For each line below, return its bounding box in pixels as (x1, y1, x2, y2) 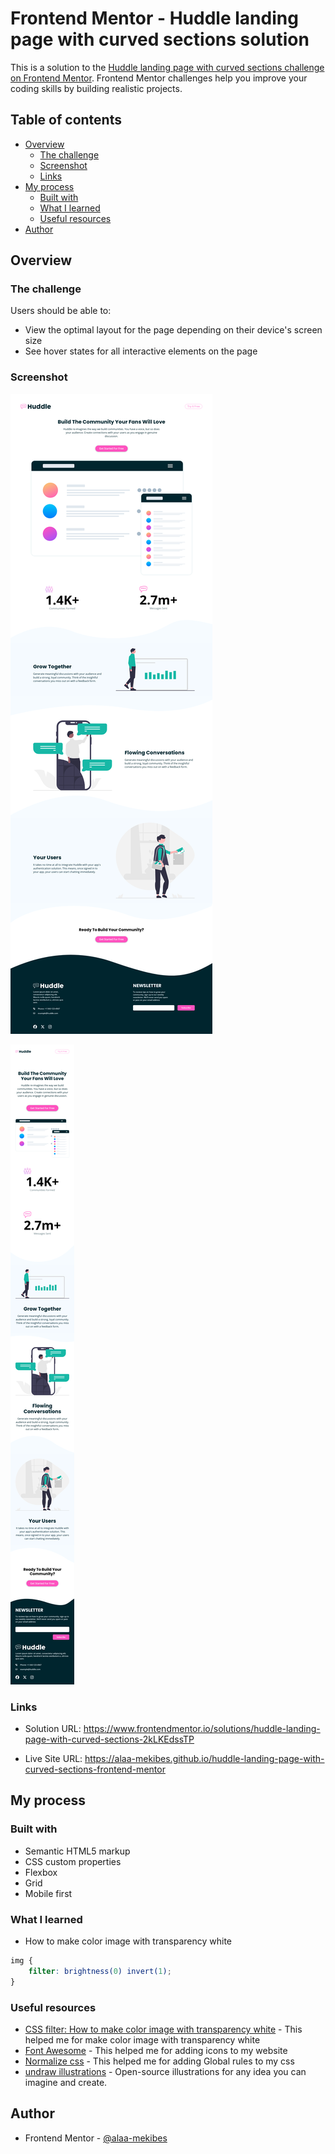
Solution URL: (24, 1723, 82, 1735)
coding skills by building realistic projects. (10, 82, 183, 94)
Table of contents (10, 112, 122, 129)
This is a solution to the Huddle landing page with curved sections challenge (10, 61, 325, 73)
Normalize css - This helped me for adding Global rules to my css (24, 2055, 295, 2067)
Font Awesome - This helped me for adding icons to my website (24, 2044, 288, 2056)
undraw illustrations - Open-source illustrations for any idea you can (24, 2065, 307, 2077)
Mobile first (24, 1887, 73, 1899)
